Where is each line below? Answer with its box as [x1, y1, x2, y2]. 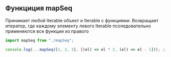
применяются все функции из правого [5, 28, 89, 34]
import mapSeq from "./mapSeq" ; [5, 38, 74, 43]
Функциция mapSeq [5, 4, 73, 13]
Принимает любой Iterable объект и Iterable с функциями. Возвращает [5, 17, 159, 23]
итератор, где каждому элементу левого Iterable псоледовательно [5, 23, 151, 29]
